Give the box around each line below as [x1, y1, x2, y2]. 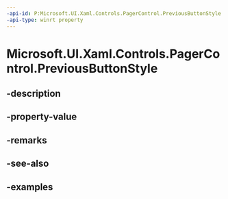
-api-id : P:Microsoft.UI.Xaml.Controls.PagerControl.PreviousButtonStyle [6, 10, 222, 17]
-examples [6, 181, 53, 193]
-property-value [6, 111, 77, 123]
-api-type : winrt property [6, 16, 84, 23]
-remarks [6, 134, 47, 146]
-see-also [6, 158, 49, 169]
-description [6, 88, 61, 99]
